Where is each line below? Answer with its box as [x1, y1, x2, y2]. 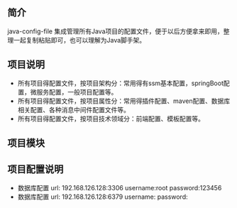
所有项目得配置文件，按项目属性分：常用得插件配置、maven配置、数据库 [17, 97, 231, 105]
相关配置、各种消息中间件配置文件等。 [17, 105, 130, 114]
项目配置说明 [7, 163, 64, 175]
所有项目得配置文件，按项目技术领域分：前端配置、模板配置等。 [17, 114, 204, 123]
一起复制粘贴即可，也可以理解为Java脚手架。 [13, 35, 146, 44]
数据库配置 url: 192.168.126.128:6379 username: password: [17, 192, 188, 201]
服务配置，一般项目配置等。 [36, 87, 118, 96]
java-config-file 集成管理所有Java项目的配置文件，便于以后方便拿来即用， [7, 27, 224, 35]
